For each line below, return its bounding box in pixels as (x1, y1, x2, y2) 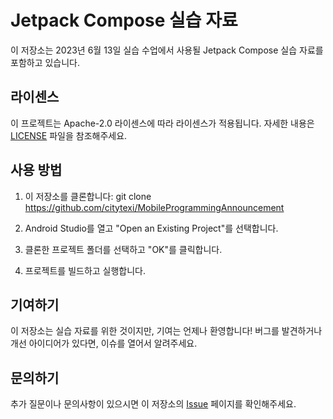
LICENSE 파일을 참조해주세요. (10, 129, 128, 141)
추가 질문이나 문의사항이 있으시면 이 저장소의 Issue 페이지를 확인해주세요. (10, 398, 297, 410)
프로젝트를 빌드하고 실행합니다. (24, 264, 147, 276)
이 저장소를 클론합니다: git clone (24, 190, 152, 202)
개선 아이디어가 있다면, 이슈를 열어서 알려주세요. (10, 337, 198, 350)
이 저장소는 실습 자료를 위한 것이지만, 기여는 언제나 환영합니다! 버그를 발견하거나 (10, 325, 323, 337)
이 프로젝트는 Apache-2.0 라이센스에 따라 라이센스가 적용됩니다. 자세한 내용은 (10, 117, 315, 129)
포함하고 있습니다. (10, 56, 81, 68)
